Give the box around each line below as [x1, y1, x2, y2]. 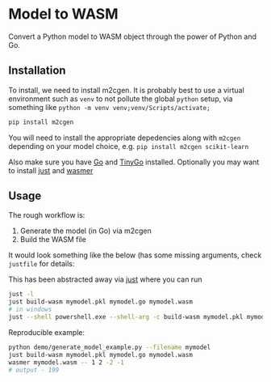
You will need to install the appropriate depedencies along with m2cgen [8, 133, 241, 142]
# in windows [8, 305, 52, 314]
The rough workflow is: [8, 210, 85, 220]
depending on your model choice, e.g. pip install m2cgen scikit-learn [8, 141, 249, 151]
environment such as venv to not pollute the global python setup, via [8, 94, 233, 104]
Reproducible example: [8, 327, 85, 337]
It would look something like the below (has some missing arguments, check [8, 250, 262, 260]
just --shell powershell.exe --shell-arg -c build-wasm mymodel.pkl [8, 313, 244, 321]
